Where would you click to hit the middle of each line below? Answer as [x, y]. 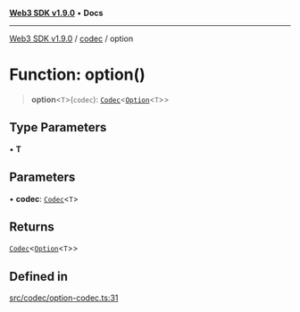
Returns [32, 227]
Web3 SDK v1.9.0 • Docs [56, 13]
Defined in [39, 276]
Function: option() [77, 75]
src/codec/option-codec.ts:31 [64, 298]
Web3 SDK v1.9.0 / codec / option [71, 38]
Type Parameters [58, 127]
